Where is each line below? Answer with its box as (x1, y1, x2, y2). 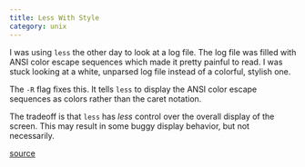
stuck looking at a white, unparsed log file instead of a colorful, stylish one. (9, 65, 291, 77)
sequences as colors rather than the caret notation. (9, 93, 202, 104)
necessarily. (9, 130, 55, 141)
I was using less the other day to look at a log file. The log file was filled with (9, 46, 297, 57)
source (9, 147, 36, 159)
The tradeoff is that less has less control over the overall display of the (9, 111, 275, 122)
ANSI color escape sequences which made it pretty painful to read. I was (9, 56, 283, 67)
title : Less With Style (9, 13, 100, 23)
